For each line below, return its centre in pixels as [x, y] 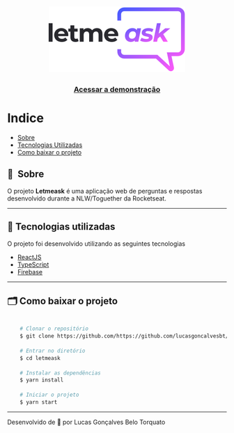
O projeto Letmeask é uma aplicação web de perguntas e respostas [105, 191]
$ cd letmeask [40, 358]
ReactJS [29, 257]
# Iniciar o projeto [49, 395]
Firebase [30, 271]
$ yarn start [39, 402]
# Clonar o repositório [54, 329]
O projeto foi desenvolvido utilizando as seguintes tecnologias [96, 244]
